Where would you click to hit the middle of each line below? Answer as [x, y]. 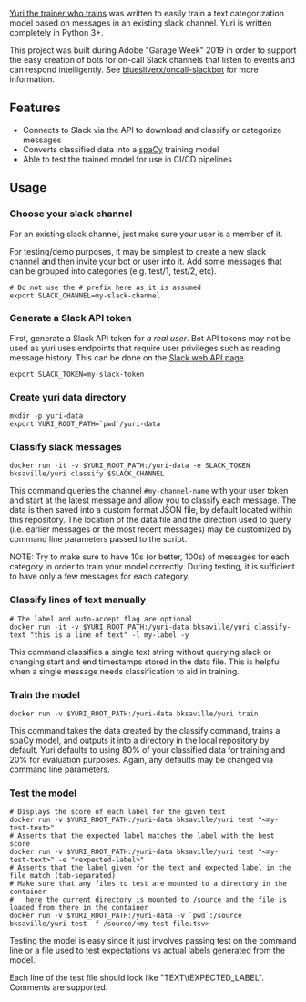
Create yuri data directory [68, 397]
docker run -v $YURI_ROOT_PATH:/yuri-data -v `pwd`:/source [126, 916]
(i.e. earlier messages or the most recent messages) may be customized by [151, 529]
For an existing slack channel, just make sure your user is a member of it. [147, 234]
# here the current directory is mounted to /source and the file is [148, 900]
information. [32, 79]
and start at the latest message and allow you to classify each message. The [153, 500]
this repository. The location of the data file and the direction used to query [150, 520]
